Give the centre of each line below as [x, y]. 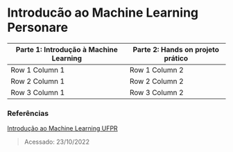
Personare [37, 27]
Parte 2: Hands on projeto [176, 49]
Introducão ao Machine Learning [103, 13]
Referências [28, 113]
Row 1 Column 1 [38, 69]
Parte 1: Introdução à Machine [67, 49]
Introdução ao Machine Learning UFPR [62, 128]
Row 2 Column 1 [38, 81]
